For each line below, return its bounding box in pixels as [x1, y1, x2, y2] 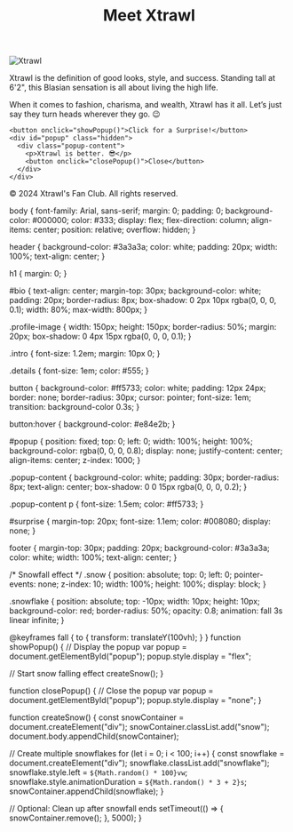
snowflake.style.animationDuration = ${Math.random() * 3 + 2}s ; [9, 777, 247, 788]
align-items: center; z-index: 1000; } [9, 455, 141, 466]
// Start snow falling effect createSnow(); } [9, 668, 164, 679]
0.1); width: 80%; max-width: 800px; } [9, 304, 148, 316]
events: [9, 579, 36, 589]
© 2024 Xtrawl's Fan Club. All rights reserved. [9, 188, 178, 199]
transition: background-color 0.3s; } [9, 402, 140, 412]
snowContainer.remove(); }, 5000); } [9, 812, 142, 823]
